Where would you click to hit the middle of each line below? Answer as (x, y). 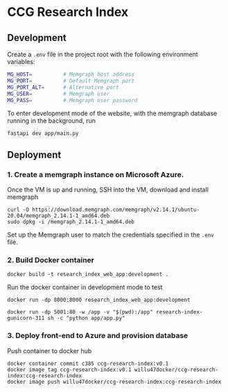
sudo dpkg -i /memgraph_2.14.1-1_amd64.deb (71, 222)
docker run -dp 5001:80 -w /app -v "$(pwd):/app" (80, 312)
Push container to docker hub (50, 350)
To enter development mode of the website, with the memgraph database (112, 113)
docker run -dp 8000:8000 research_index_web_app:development (99, 300)
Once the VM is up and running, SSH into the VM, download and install (108, 190)
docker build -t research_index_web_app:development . (88, 275)
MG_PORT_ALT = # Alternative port (63, 87)
